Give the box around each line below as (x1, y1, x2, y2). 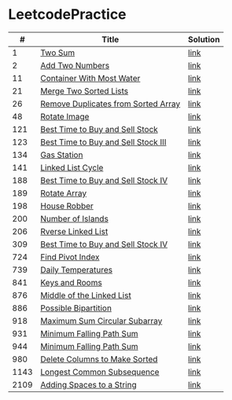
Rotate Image (40, 111, 90, 122)
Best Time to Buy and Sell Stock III (40, 136, 167, 147)
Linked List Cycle (40, 162, 104, 173)
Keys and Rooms (40, 277, 102, 288)
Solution (187, 34, 220, 45)
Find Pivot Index (40, 251, 100, 262)
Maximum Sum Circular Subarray (40, 315, 163, 326)
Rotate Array (40, 187, 87, 198)
